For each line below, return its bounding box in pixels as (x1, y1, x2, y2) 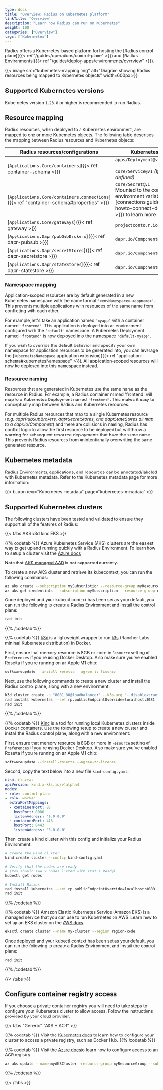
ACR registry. (5, 1052, 32, 1057)
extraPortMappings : (9, 800, 49, 805)
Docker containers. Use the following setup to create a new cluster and (5, 725, 147, 731)
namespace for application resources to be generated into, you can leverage (5, 347, 158, 353)
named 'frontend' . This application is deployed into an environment (5, 322, 141, 328)
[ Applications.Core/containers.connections (7, 193, 109, 200)
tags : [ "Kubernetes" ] (5, 35, 49, 39)
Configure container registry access (5, 990, 117, 998)
